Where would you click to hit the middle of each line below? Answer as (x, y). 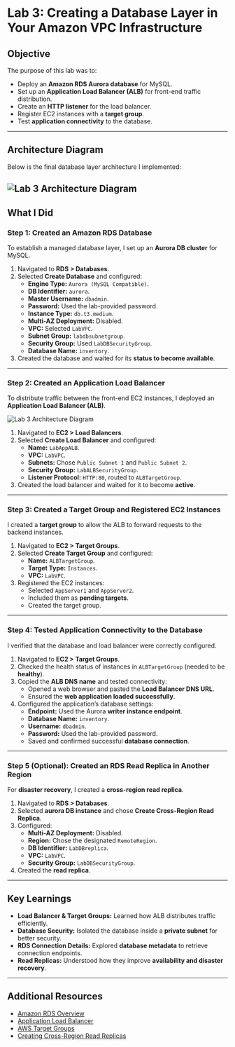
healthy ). (31, 673)
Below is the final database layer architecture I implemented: (94, 167)
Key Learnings (40, 899)
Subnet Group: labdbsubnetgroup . (76, 336)
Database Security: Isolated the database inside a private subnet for (117, 931)
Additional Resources (55, 997)
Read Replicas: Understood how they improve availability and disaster (120, 960)
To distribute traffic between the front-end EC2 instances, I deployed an (111, 398)
